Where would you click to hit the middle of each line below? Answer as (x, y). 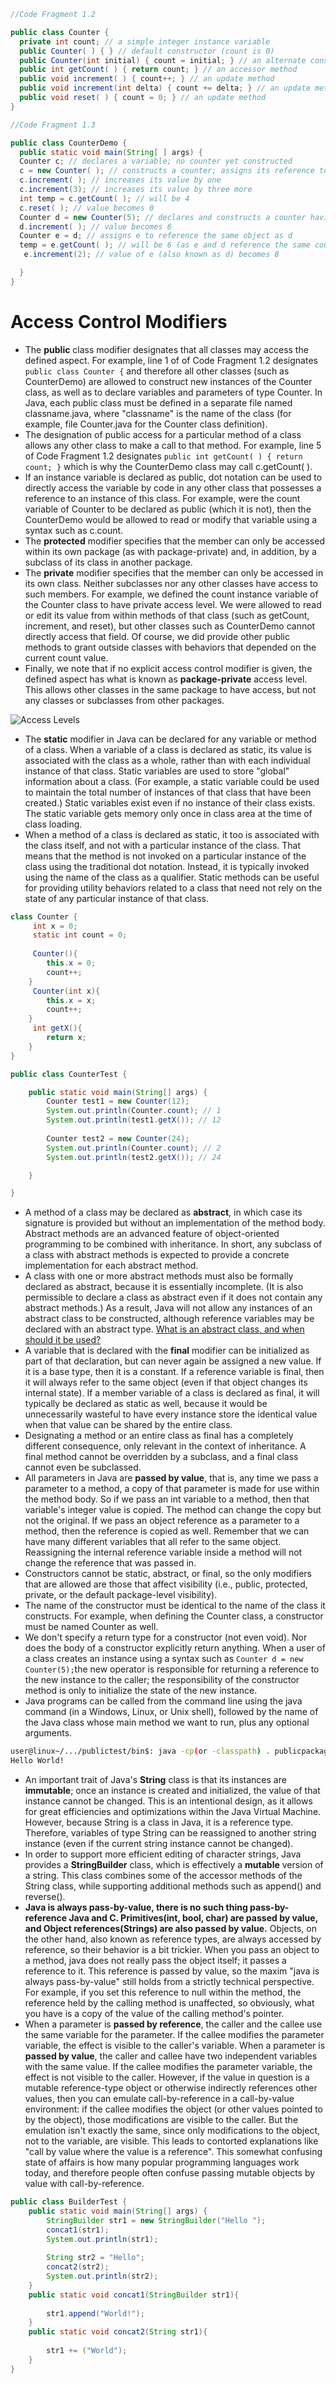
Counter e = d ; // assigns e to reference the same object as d (156, 236)
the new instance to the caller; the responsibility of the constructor (162, 1680)
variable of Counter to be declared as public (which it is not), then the (168, 509)
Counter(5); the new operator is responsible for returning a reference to (172, 1669)
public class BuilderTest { (69, 2202)
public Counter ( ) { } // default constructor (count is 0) (147, 51)
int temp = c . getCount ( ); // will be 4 (104, 198)
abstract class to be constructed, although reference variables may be (169, 1319)
